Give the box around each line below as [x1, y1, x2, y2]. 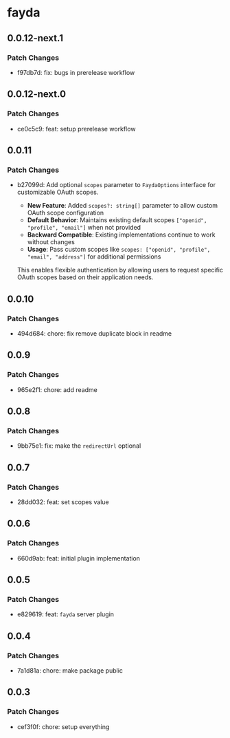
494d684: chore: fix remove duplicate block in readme [16, 329, 172, 338]
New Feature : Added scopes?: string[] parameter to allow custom [27, 202, 218, 210]
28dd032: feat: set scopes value [16, 498, 110, 506]
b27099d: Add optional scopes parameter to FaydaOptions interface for [16, 181, 216, 189]
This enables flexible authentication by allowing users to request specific [16, 266, 224, 274]
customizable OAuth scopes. [16, 188, 99, 197]
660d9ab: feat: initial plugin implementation [16, 554, 141, 562]
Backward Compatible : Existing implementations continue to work [27, 230, 216, 239]
